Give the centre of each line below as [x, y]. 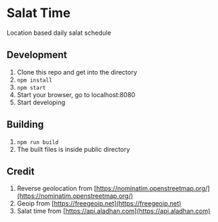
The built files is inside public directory [73, 149]
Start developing [41, 102]
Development [37, 55]
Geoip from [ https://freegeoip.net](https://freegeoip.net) [99, 204]
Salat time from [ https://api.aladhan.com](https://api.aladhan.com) [114, 211]
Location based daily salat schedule [59, 33]
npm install [34, 80]
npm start [31, 88]
